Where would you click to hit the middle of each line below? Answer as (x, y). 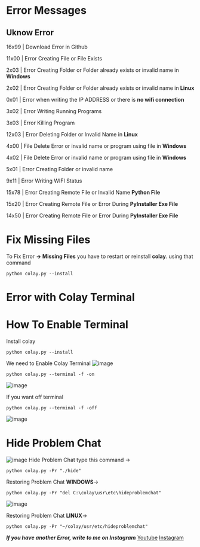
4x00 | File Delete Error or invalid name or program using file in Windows (96, 146)
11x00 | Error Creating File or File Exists (54, 58)
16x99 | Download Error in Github (47, 47)
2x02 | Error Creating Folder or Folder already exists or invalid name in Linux (100, 88)
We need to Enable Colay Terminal (48, 363)
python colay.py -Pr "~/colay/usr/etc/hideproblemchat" (77, 527)
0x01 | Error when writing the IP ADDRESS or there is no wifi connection (95, 100)
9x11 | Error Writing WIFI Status (44, 181)
